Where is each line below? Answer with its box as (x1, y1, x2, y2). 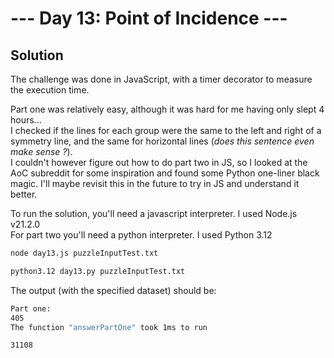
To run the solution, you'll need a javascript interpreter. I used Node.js (10, 208, 298, 219)
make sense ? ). (10, 146, 73, 157)
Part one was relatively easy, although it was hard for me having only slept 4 (10, 103, 325, 115)
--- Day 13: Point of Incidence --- (10, 7, 288, 30)
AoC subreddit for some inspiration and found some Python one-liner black (10, 167, 320, 179)
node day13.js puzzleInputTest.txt (10, 248, 159, 258)
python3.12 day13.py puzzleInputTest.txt (10, 266, 186, 276)
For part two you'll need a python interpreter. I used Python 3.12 (10, 229, 273, 241)
